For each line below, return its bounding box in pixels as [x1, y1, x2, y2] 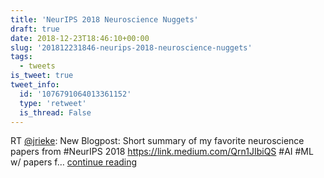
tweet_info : [10, 80, 60, 90]
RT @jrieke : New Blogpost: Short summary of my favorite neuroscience [10, 135, 305, 147]
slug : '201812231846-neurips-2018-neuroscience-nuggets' [10, 42, 253, 53]
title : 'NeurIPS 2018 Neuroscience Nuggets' [10, 14, 199, 25]
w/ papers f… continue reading [10, 156, 138, 168]
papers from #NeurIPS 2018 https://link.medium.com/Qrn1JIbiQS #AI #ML [10, 146, 314, 158]
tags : [10, 52, 33, 62]
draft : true [10, 24, 60, 34]
